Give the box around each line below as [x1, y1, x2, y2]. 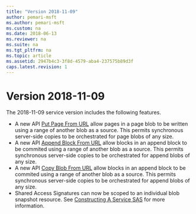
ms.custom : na [6, 25, 41, 31]
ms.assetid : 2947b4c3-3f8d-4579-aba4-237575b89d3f [6, 58, 134, 64]
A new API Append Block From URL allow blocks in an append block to [14, 139, 188, 146]
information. [14, 202, 44, 209]
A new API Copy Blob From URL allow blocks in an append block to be [14, 164, 186, 172]
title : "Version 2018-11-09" [6, 8, 78, 15]
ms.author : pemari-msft [6, 20, 65, 25]
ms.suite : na [6, 42, 38, 48]
